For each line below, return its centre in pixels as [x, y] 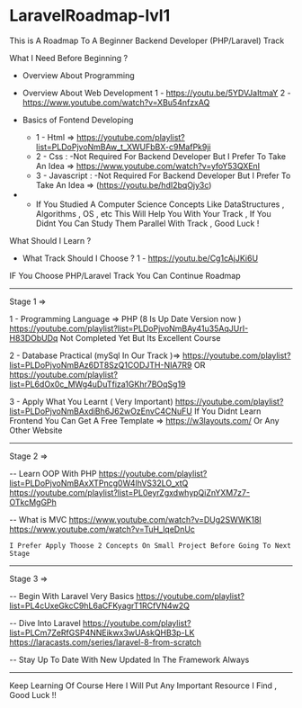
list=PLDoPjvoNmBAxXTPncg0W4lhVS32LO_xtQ [99, 483]
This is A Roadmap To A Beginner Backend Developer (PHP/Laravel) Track [147, 40]
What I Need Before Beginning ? [69, 58]
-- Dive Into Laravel [45, 623]
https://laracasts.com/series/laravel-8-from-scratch [106, 642]
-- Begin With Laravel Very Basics [72, 596]
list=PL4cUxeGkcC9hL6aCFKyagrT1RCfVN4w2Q [100, 605]
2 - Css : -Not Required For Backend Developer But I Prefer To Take [160, 156]
